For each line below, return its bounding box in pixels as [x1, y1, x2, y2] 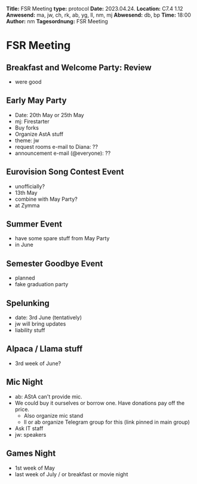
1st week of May [14, 464, 56, 471]
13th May [14, 189, 38, 196]
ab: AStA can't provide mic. [14, 393, 82, 400]
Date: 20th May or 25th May [14, 111, 85, 118]
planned [14, 274, 35, 281]
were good [14, 78, 42, 85]
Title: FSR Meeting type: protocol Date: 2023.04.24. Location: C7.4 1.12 [6, 5, 183, 12]
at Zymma [14, 201, 40, 209]
